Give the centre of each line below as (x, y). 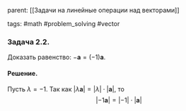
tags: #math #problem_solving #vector (64, 24)
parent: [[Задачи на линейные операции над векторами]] (93, 10)
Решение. (23, 73)
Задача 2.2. (29, 41)
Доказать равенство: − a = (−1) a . (57, 57)
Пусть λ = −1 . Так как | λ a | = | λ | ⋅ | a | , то (66, 89)
